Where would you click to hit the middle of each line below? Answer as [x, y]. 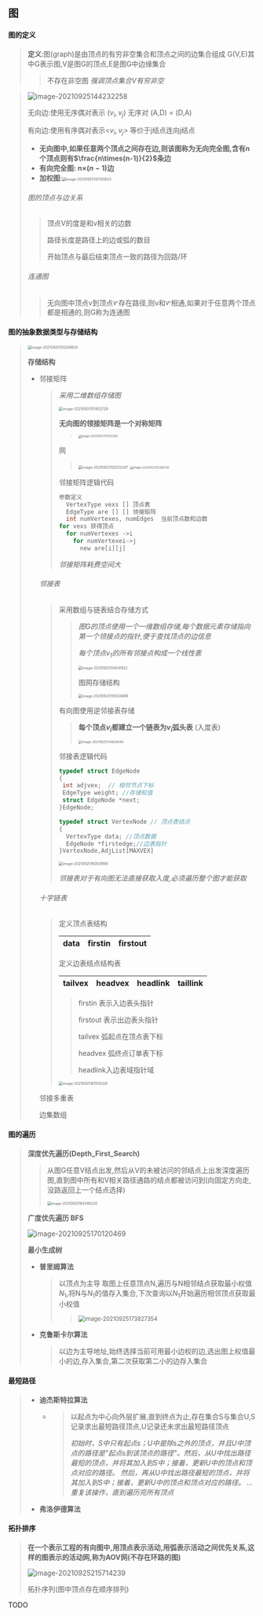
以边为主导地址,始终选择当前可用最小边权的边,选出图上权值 [153, 1352]
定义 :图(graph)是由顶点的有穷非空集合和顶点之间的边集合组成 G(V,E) [137, 53]
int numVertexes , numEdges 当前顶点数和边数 [137, 519]
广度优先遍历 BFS [55, 1218]
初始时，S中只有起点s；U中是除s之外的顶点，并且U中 [157, 1443]
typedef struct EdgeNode [99, 771]
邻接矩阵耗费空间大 [90, 564]
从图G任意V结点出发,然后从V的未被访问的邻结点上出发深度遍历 [148, 1170]
